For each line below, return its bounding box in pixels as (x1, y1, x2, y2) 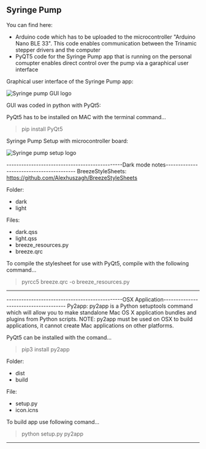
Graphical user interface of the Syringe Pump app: (6, 77, 134, 85)
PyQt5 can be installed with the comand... (6, 334, 112, 341)
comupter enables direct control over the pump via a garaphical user (15, 59, 189, 66)
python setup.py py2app (21, 430, 84, 437)
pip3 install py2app (21, 345, 70, 353)
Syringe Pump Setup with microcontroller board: (6, 137, 129, 144)
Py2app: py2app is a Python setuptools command (67, 302, 193, 310)
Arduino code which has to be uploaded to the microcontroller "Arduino (15, 33, 196, 41)
